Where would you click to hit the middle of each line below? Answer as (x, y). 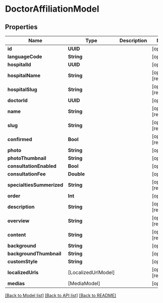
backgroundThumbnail (34, 254)
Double (76, 174)
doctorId (18, 100)
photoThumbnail (27, 158)
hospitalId (19, 64)
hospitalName (24, 75)
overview (18, 221)
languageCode (25, 57)
